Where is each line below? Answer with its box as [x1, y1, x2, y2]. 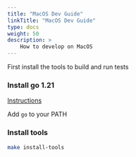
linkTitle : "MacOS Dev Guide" [7, 17, 97, 24]
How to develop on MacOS [20, 43, 93, 50]
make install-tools [7, 144, 65, 151]
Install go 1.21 [7, 80, 55, 90]
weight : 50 [7, 30, 39, 37]
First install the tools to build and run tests [7, 63, 129, 71]
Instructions [7, 96, 42, 105]
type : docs [7, 23, 39, 30]
